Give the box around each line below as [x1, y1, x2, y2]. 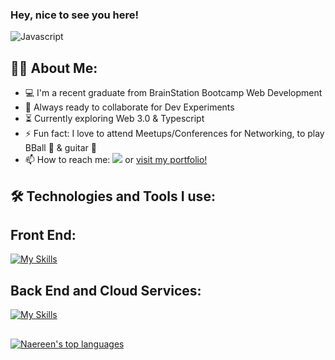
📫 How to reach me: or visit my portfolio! [24, 154, 208, 166]
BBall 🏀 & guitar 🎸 [24, 142, 97, 154]
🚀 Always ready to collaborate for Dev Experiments [24, 101, 235, 113]
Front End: [10, 226, 77, 243]
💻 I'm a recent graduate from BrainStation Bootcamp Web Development [24, 87, 323, 99]
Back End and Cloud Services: [10, 282, 202, 299]
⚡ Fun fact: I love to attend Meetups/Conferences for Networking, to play [24, 128, 325, 140]
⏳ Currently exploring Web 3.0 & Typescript [24, 113, 205, 125]
